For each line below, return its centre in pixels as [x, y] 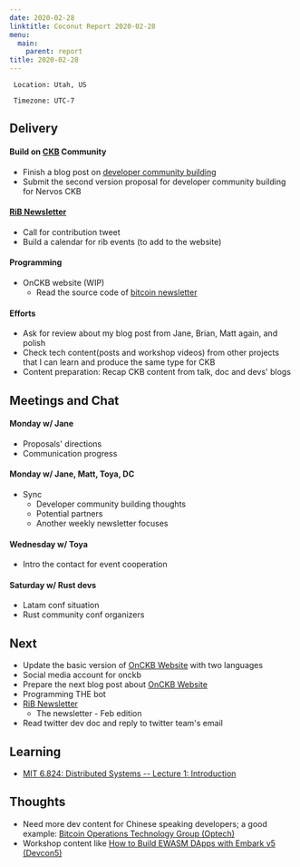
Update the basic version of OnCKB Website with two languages [143, 665]
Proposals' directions [62, 443]
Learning [35, 751]
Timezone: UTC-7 [44, 101]
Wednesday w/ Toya [49, 544]
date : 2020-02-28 [42, 18]
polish [34, 343]
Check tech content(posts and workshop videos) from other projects [150, 353]
